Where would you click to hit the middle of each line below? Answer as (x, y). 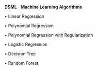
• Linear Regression (24, 16)
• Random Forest (22, 63)
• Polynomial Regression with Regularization (49, 35)
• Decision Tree (20, 54)
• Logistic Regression (26, 44)
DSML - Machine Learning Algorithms (43, 7)
